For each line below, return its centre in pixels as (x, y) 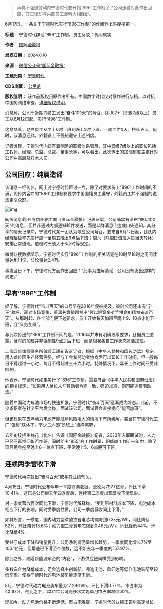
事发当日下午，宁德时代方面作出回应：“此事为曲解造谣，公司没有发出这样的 (81, 270)
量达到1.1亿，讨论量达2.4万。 (34, 260)
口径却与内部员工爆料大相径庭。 (62, 14)
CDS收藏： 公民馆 (23, 86)
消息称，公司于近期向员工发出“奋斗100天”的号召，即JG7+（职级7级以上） (79, 113)
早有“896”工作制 (31, 293)
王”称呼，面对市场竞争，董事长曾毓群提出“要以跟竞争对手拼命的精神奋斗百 (79, 312)
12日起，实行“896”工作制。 (48, 119)
